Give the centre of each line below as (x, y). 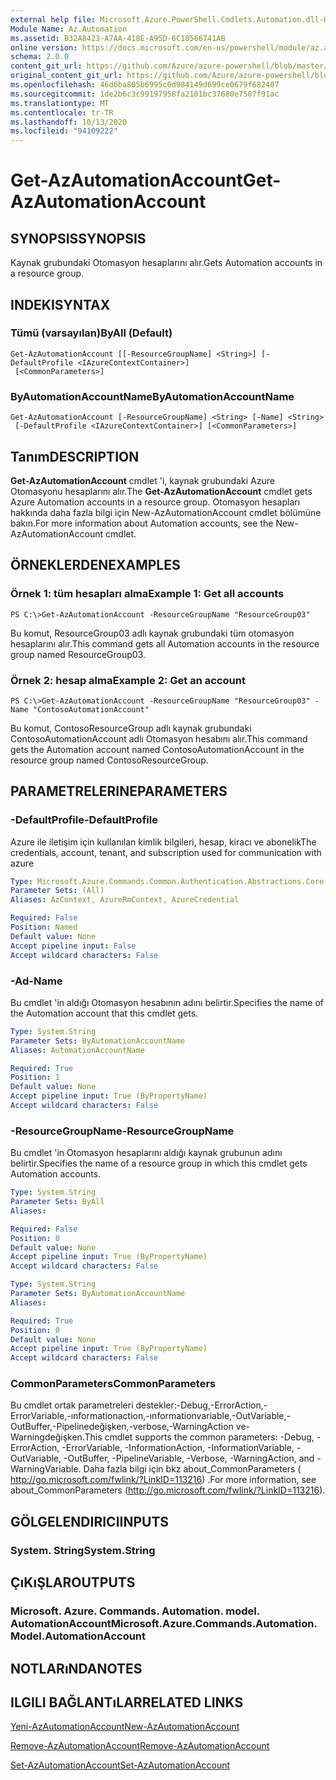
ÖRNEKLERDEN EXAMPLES (95, 565)
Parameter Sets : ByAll (57, 1202)
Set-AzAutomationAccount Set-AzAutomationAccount (120, 1765)
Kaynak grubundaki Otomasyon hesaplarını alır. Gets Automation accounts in (166, 263)
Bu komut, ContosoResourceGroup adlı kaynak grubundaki (131, 728)
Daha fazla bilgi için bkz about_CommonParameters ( (192, 1469)
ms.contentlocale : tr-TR (62, 112)
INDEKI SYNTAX (60, 304)
